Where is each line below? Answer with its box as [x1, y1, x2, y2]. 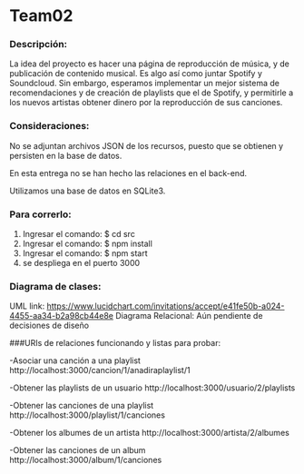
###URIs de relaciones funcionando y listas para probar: [9, 338, 221, 349]
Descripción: [9, 38, 68, 51]
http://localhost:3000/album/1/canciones [9, 455, 162, 466]
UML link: [9, 301, 45, 311]
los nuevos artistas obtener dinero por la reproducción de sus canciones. [9, 97, 283, 108]
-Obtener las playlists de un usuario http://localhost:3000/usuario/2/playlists [9, 382, 296, 393]
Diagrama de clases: [9, 281, 102, 292]
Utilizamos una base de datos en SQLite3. [9, 185, 166, 196]
